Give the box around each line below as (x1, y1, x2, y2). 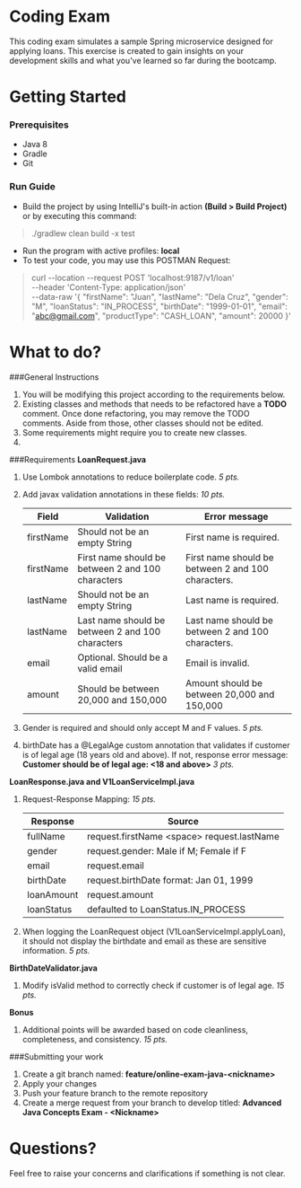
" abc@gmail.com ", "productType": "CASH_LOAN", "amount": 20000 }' (30, 310, 291, 321)
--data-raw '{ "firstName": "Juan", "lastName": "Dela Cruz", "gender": (30, 291, 288, 302)
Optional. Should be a (77, 651, 168, 664)
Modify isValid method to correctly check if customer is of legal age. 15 (21, 980, 285, 990)
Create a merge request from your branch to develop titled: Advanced (21, 1097, 282, 1108)
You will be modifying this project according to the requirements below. (21, 389, 286, 400)
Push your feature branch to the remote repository (21, 1087, 209, 1098)
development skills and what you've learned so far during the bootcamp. (9, 55, 278, 66)
